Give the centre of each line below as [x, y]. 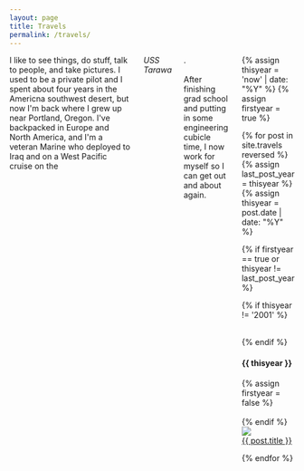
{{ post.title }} [266, 440]
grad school [206, 99]
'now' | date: [265, 80]
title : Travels [38, 26]
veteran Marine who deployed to [70, 147]
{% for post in [267, 136]
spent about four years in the [63, 89]
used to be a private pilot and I [66, 80]
